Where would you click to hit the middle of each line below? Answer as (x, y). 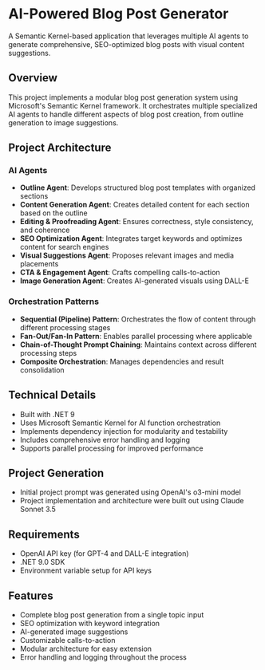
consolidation (42, 370)
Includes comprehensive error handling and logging (105, 439)
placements (39, 264)
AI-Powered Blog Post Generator (119, 14)
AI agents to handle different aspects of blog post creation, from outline (126, 114)
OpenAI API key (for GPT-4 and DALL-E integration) (104, 554)
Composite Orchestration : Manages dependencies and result (122, 361)
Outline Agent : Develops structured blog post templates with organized (137, 187)
